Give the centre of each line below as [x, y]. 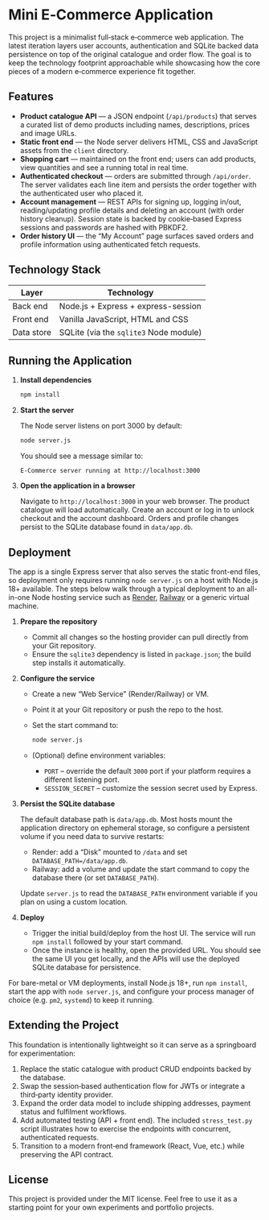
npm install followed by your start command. [107, 941]
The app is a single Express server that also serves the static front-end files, [134, 571]
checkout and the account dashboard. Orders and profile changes [129, 519]
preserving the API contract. [67, 1154]
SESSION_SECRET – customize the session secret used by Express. [151, 788]
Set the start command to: [75, 725]
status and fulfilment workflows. [73, 1111]
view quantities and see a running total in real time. [104, 167]
